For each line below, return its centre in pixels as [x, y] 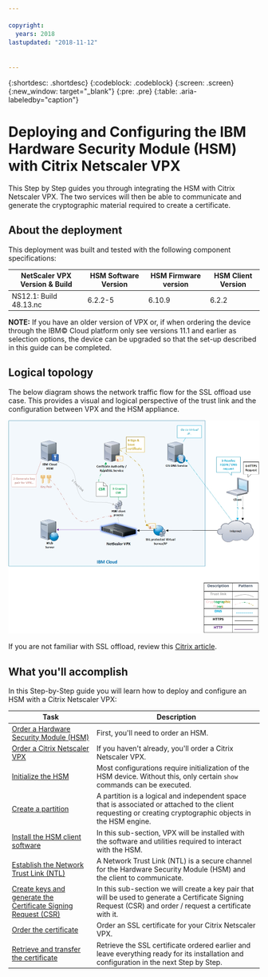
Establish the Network [48, 865]
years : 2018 [35, 34]
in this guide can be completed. [60, 347]
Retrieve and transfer [46, 949]
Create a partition [40, 808]
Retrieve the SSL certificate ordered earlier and [173, 945]
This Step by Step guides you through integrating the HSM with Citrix [122, 188]
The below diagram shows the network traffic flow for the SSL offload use [130, 392]
